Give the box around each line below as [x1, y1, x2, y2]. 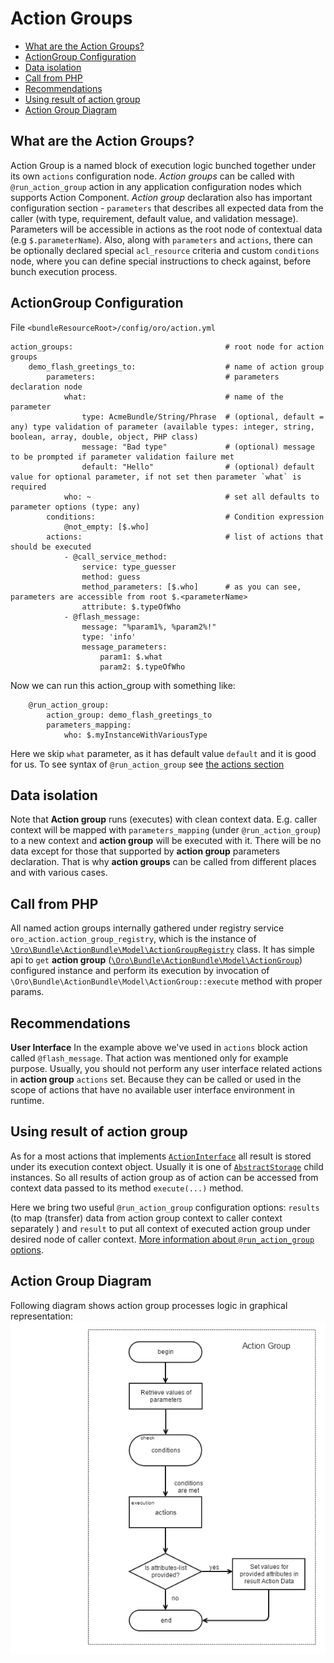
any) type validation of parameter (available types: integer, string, [10, 422, 315, 432]
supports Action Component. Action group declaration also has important [10, 191, 313, 203]
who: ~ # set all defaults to [63, 492, 320, 502]
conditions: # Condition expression [46, 512, 325, 522]
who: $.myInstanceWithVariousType [63, 730, 208, 740]
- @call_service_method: [63, 552, 168, 562]
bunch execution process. [10, 265, 118, 277]
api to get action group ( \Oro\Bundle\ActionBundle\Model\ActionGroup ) [10, 954, 303, 966]
